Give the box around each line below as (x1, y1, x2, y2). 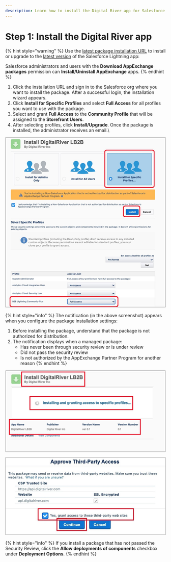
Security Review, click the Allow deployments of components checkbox (5, 546, 158, 552)
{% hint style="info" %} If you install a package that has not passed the (5, 540, 155, 546)
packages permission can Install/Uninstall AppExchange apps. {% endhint (5, 68, 164, 74)
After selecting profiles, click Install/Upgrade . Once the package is (12, 121, 154, 127)
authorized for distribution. (12, 333, 69, 339)
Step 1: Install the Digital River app (5, 31, 152, 42)
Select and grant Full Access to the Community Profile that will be (12, 111, 153, 117)
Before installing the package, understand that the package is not (12, 328, 150, 334)
